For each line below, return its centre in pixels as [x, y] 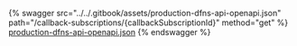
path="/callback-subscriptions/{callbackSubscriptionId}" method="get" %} [148, 23]
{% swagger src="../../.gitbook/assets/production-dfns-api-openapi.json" [145, 13]
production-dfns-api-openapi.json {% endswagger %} [110, 32]
